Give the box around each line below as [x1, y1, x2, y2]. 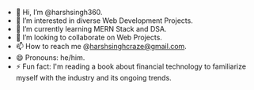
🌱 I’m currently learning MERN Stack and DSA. [15, 24, 167, 33]
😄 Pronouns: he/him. [15, 53, 85, 62]
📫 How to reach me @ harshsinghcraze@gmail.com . [15, 42, 188, 51]
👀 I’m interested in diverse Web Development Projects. [15, 16, 194, 25]
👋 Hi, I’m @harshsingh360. [15, 8, 103, 17]
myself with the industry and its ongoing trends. [15, 73, 172, 82]
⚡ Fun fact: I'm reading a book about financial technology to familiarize [15, 62, 247, 71]
